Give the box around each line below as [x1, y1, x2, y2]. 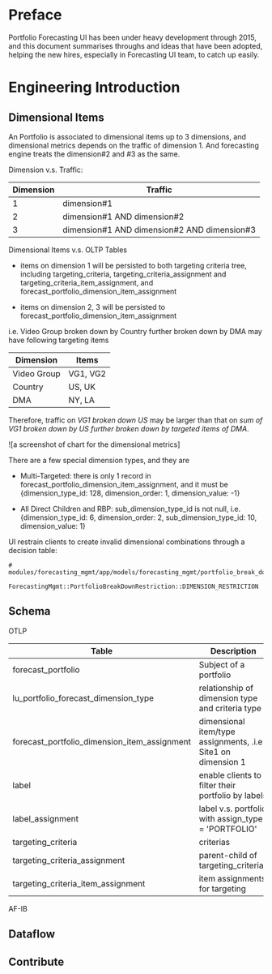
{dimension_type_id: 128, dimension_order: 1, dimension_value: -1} [19, 488, 240, 498]
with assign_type [198, 813, 263, 824]
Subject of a [198, 659, 245, 670]
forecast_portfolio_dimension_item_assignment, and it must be [19, 479, 228, 489]
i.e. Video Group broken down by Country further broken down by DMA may [8, 326, 263, 336]
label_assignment [12, 813, 79, 824]
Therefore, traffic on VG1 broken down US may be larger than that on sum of [8, 415, 263, 425]
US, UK [68, 381, 96, 393]
